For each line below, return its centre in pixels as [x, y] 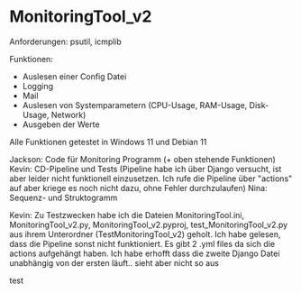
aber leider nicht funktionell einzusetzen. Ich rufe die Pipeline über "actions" [151, 179]
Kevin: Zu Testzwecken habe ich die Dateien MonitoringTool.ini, [127, 215]
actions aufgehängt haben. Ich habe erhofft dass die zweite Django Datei [145, 253]
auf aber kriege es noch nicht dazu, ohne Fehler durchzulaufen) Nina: [138, 188]
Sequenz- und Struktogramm [64, 197]
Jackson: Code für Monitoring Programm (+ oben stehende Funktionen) [143, 159]
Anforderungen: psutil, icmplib [65, 41]
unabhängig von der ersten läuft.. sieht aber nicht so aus [114, 262]
